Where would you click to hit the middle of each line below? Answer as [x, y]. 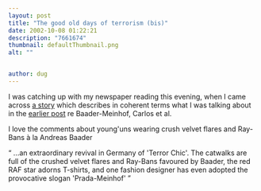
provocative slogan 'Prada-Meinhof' [67, 178]
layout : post [30, 16]
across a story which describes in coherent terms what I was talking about [130, 105]
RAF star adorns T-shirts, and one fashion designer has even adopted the [128, 170]
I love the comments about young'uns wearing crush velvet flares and [122, 129]
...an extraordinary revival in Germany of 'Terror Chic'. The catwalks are [130, 153]
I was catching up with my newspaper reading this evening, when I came [127, 96]
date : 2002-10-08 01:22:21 [53, 30]
